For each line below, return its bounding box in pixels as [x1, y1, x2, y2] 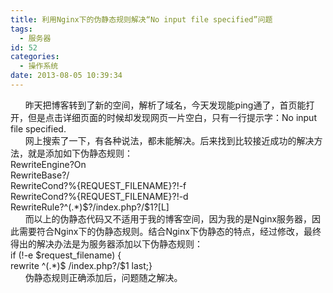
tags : [10, 24, 33, 34]
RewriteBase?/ [10, 169, 70, 181]
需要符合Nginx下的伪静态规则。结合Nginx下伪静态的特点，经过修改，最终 [18, 225, 322, 237]
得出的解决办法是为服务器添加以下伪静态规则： [10, 237, 203, 250]
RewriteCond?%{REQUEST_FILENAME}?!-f [10, 179, 187, 191]
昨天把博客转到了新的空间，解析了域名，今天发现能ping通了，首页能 [24, 99, 307, 111]
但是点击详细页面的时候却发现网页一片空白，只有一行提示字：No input [27, 111, 317, 123]
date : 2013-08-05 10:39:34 [10, 71, 123, 81]
